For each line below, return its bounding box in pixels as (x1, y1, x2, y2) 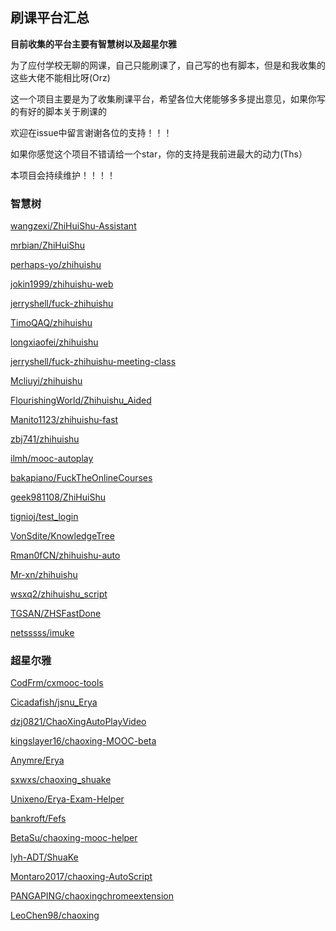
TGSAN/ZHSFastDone (10, 608, 102, 620)
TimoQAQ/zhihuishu (10, 317, 93, 329)
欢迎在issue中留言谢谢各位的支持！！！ (10, 126, 173, 138)
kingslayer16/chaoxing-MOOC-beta (10, 735, 157, 747)
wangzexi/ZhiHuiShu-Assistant (10, 220, 137, 232)
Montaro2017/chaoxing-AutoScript (10, 871, 153, 883)
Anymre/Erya (10, 754, 65, 767)
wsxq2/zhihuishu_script (10, 588, 108, 600)
